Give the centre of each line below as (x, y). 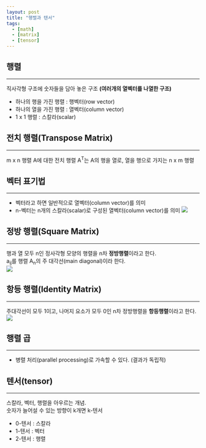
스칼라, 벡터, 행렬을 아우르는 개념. (47, 403)
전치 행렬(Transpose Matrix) (60, 138)
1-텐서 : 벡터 (30, 431)
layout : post (23, 12)
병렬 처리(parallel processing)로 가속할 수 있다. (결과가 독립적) (91, 360)
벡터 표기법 (26, 181)
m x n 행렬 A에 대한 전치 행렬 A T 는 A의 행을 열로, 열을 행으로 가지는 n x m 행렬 (100, 159)
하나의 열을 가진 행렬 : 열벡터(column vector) (70, 109)
